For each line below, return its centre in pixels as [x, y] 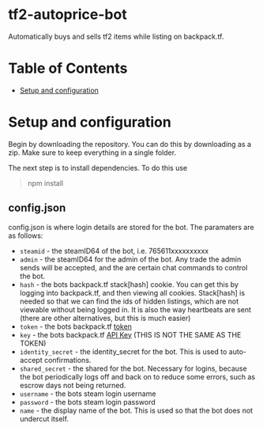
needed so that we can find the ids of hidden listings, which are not [129, 301]
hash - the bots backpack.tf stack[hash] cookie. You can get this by [129, 284]
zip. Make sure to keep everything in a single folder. [92, 153]
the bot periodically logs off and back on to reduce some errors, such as [137, 376]
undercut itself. [44, 419]
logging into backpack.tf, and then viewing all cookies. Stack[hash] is [132, 292]
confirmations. [68, 360]
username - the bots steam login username [88, 394]
